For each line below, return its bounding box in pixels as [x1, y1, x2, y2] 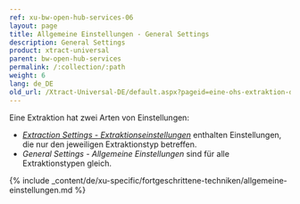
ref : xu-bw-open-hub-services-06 [9, 12, 134, 22]
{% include [9, 175, 50, 185]
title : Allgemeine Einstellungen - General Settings [9, 29, 210, 38]
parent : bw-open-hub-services [9, 54, 122, 63]
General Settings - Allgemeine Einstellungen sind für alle [21, 148, 230, 159]
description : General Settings [9, 37, 126, 47]
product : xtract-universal [9, 46, 110, 55]
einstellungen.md [9, 184, 73, 195]
